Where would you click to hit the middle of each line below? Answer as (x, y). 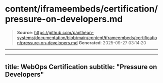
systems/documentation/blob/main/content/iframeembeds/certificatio (87, 38)
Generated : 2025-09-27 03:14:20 (112, 42)
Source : (25, 32)
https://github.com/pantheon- (64, 32)
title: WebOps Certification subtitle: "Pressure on (81, 67)
